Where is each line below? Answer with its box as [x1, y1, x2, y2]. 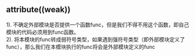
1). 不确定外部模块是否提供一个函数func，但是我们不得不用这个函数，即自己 [6, 21, 190, 28]
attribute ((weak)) [6, 5, 71, 15]
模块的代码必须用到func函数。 [6, 28, 80, 35]
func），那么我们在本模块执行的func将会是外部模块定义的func [6, 43, 156, 50]
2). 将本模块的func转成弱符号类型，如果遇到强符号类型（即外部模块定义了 [6, 35, 186, 43]
